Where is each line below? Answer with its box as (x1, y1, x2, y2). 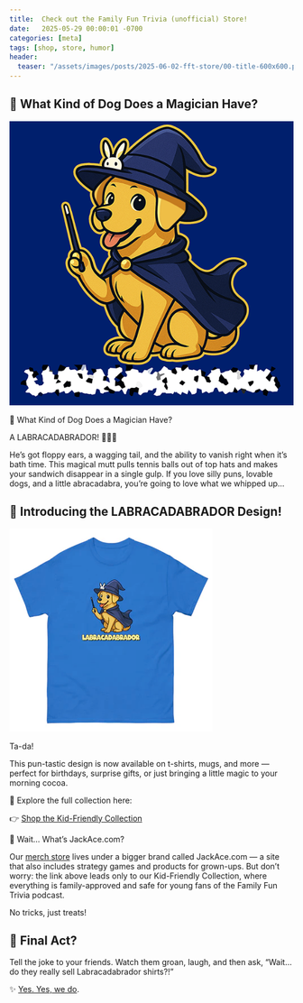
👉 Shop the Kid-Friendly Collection (9, 813, 142, 824)
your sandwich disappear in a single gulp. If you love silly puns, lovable (9, 468, 273, 479)
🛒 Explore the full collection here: (9, 795, 133, 805)
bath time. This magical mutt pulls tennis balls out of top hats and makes (9, 458, 278, 469)
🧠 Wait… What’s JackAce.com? (9, 833, 124, 844)
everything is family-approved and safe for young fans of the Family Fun (9, 879, 278, 890)
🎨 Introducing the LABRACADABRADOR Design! (9, 504, 282, 520)
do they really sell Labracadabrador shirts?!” (9, 966, 174, 978)
